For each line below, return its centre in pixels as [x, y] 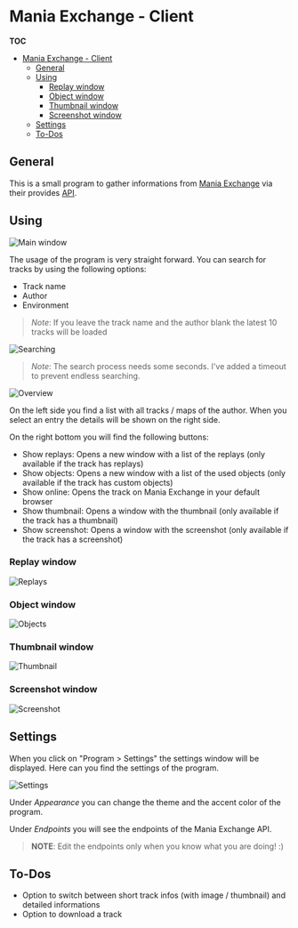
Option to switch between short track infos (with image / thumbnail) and [154, 895]
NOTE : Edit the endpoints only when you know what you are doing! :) [157, 846]
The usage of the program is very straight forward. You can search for [138, 259]
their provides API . [43, 192]
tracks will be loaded [69, 332]
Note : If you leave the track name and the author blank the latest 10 [154, 322]
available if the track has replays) [83, 464]
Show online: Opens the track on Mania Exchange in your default [141, 492]
